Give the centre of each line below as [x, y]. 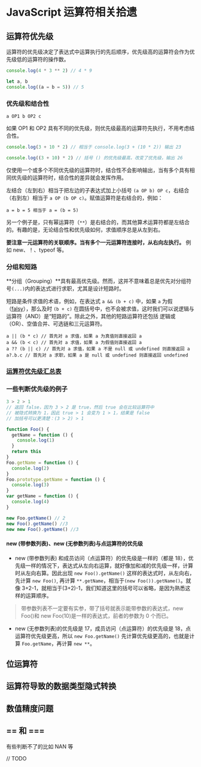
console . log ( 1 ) [36, 440]
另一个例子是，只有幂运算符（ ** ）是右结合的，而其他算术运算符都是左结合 [98, 222]
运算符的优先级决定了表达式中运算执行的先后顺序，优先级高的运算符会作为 [98, 52]
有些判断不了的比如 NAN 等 [40, 746]
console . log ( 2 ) [31, 468]
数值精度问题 [30, 709]
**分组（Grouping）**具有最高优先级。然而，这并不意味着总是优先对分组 [96, 281]
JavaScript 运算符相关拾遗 [72, 12]
